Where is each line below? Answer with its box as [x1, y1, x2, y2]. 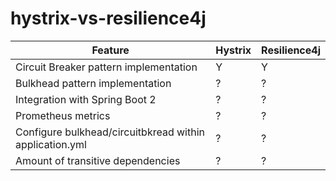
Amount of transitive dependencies [15, 153, 181, 167]
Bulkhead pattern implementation [15, 76, 172, 90]
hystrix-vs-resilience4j [10, 7, 207, 30]
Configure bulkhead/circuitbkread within [15, 125, 205, 139]
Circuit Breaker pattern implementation [15, 60, 198, 74]
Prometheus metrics [15, 108, 111, 122]
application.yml [15, 137, 87, 151]
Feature [91, 43, 130, 57]
